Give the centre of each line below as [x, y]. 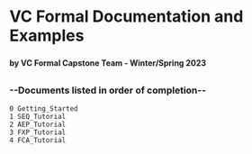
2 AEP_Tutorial [38, 124]
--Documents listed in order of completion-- [108, 90]
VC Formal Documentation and [126, 17]
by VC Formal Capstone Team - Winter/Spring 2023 [108, 63]
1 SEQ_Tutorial [38, 116]
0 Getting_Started [44, 109]
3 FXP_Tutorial [38, 132]
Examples [47, 36]
